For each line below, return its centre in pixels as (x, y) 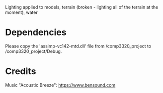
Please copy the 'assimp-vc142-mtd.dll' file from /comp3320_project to (78, 46)
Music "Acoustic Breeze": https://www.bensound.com (60, 85)
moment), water (22, 12)
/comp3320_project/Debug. (34, 51)
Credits (21, 71)
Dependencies (36, 32)
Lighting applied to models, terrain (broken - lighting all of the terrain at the (82, 7)
